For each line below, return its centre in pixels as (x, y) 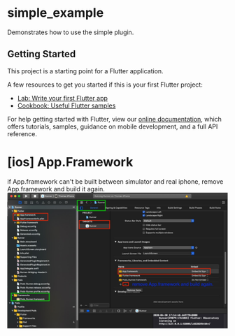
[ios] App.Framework (70, 162)
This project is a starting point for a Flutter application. (85, 71)
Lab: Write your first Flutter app (63, 98)
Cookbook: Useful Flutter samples (66, 105)
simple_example (56, 13)
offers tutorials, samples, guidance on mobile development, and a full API (113, 126)
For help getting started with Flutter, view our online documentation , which (115, 119)
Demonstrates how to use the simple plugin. (71, 32)
